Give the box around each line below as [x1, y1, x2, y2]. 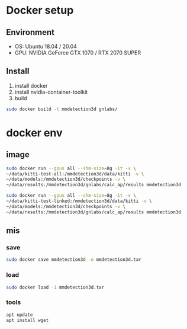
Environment [6, 27, 55, 37]
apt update [6, 312, 33, 318]
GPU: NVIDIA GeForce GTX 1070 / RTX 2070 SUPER [14, 49, 141, 56]
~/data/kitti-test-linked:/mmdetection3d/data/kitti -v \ [6, 198, 152, 205]
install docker [14, 82, 48, 89]
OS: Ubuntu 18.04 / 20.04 [14, 43, 77, 50]
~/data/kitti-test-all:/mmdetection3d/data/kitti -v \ [6, 171, 144, 177]
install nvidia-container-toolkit [14, 88, 88, 95]
